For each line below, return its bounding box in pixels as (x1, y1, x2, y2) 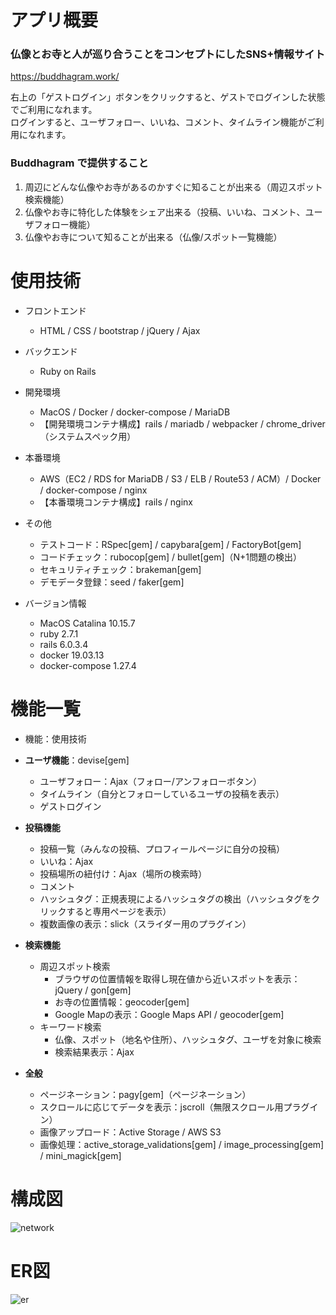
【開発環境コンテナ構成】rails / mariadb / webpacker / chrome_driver (39, 417, 326, 430)
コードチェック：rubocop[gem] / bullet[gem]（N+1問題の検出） (39, 551, 303, 563)
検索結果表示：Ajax (54, 1046, 135, 1058)
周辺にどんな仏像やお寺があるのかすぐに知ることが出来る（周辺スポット (24, 181, 323, 193)
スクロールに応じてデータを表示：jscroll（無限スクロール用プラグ (39, 1101, 310, 1113)
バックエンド (24, 345, 78, 357)
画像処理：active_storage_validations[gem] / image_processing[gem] (39, 1138, 325, 1150)
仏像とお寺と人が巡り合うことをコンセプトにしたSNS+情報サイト (10, 47, 326, 61)
